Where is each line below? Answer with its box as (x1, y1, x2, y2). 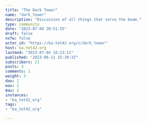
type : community (5, 21, 40, 27)
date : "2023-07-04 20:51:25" (5, 26, 67, 32)
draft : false (5, 31, 33, 36)
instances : (5, 92, 28, 98)
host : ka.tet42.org (5, 45, 47, 50)
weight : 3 (5, 74, 26, 79)
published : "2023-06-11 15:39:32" (5, 54, 79, 60)
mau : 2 (5, 87, 19, 93)
